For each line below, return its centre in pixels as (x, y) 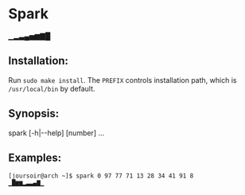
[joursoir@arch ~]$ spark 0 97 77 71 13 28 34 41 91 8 (101, 176)
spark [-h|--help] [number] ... (56, 133)
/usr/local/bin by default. (52, 88)
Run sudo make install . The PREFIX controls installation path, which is (122, 80)
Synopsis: (34, 113)
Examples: (35, 157)
